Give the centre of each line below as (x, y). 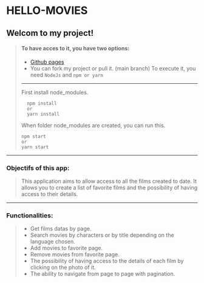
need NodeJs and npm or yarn (66, 75)
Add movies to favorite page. (66, 248)
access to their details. (49, 194)
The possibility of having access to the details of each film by (107, 261)
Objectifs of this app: (38, 168)
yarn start (35, 147)
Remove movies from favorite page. (75, 254)
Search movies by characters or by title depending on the (102, 235)
